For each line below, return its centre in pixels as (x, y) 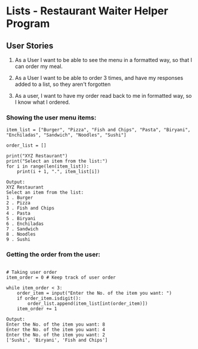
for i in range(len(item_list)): (48, 166)
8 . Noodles (21, 234)
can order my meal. (39, 66)
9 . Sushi (18, 240)
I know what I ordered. (42, 102)
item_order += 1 (37, 308)
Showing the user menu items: (51, 118)
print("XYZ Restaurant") (37, 156)
